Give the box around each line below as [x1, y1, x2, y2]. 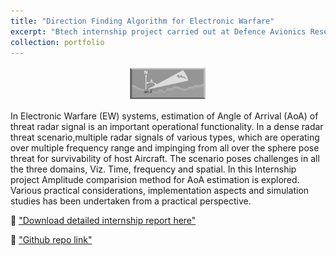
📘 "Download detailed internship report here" [10, 214, 197, 226]
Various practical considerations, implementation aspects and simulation [10, 184, 310, 196]
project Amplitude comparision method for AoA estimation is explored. [10, 173, 300, 185]
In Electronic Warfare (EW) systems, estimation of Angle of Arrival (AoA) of [10, 110, 319, 122]
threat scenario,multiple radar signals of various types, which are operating [10, 131, 320, 143]
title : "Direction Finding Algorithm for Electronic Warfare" [10, 16, 275, 26]
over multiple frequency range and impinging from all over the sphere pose [10, 141, 320, 154]
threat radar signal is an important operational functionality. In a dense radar [10, 120, 324, 132]
